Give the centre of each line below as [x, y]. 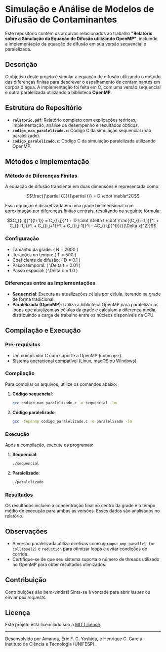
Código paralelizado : [34, 412]
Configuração [22, 238]
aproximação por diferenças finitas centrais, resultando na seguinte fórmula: [83, 211]
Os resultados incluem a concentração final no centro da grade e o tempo [80, 505]
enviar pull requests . [26, 597]
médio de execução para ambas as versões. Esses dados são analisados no [83, 511]
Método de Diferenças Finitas [41, 176]
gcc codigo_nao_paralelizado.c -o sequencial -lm [64, 403]
